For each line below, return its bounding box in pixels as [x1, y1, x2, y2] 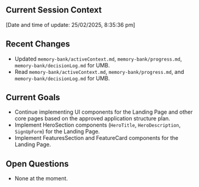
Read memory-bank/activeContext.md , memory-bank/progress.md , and [14, 68, 184, 75]
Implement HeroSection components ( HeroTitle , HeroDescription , [14, 122, 181, 129]
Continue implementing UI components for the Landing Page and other [14, 108, 193, 116]
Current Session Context [5, 5, 102, 15]
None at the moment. [14, 175, 68, 182]
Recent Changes [5, 39, 71, 50]
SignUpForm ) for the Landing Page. [14, 128, 100, 135]
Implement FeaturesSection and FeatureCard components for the [14, 134, 178, 142]
